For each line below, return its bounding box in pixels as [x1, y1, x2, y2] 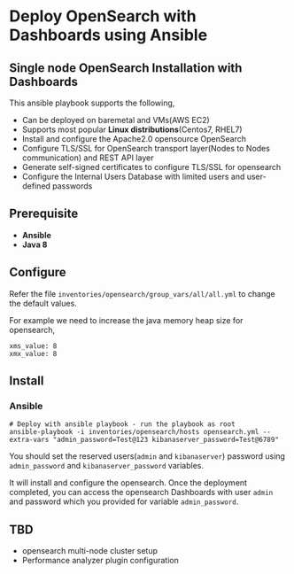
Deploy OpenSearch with [9, 6, 197, 27]
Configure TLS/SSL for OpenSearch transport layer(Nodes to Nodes [21, 143, 270, 153]
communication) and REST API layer [21, 152, 154, 163]
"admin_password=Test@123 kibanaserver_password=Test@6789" [52, 436, 279, 445]
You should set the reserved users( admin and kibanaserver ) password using [9, 451, 286, 462]
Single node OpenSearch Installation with [9, 60, 243, 75]
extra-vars [9, 436, 50, 445]
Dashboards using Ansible [9, 25, 208, 45]
